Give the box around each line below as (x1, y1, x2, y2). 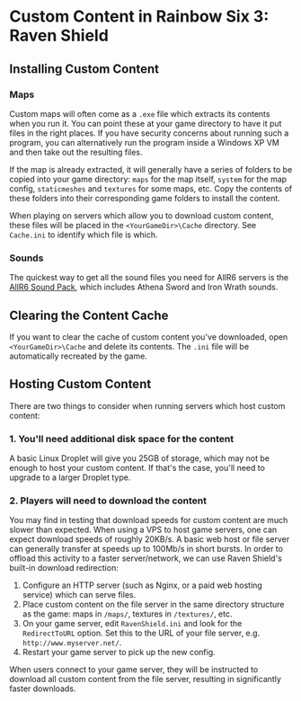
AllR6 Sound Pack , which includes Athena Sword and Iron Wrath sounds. (9, 281, 279, 293)
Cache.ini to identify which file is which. (9, 229, 159, 240)
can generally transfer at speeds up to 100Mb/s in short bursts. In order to (9, 544, 283, 555)
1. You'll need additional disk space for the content (9, 432, 235, 445)
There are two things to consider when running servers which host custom (9, 400, 286, 411)
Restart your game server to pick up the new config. (22, 647, 216, 658)
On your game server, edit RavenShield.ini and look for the (22, 618, 243, 629)
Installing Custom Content (9, 61, 160, 76)
